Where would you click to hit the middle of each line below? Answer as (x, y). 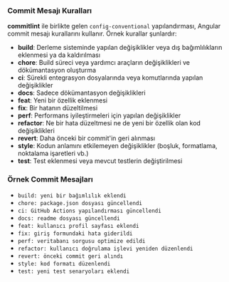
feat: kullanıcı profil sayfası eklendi (78, 226)
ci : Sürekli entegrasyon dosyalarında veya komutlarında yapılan (110, 78)
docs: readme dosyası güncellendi (69, 218)
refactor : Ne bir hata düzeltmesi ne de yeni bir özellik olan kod (109, 123)
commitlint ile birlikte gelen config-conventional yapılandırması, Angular (114, 26)
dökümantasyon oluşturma (57, 70)
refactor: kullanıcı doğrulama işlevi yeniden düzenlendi (105, 249)
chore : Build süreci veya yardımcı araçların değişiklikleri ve (104, 63)
